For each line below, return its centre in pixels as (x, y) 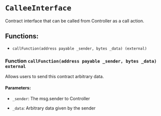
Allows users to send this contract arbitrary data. (55, 77)
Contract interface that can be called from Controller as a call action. (75, 21)
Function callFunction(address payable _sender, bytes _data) (81, 61)
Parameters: (18, 87)
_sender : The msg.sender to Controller (51, 99)
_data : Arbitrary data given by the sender (54, 108)
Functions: (22, 36)
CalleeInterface (38, 8)
